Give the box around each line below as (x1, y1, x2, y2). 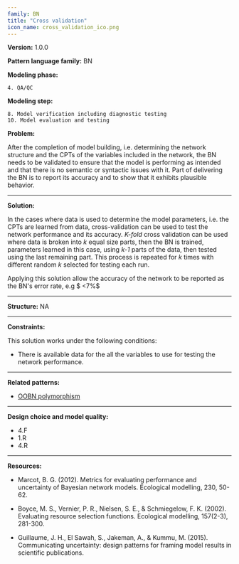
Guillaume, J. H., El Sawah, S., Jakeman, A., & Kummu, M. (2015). (17, 533, 208, 542)
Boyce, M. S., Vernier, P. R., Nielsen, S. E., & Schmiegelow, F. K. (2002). (17, 504, 227, 513)
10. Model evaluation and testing (7, 117, 110, 124)
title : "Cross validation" (7, 17, 87, 24)
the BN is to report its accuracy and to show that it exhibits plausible (7, 174, 207, 182)
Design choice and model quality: (7, 413, 109, 421)
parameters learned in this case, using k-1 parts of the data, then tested (7, 245, 217, 254)
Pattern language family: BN (7, 57, 92, 65)
